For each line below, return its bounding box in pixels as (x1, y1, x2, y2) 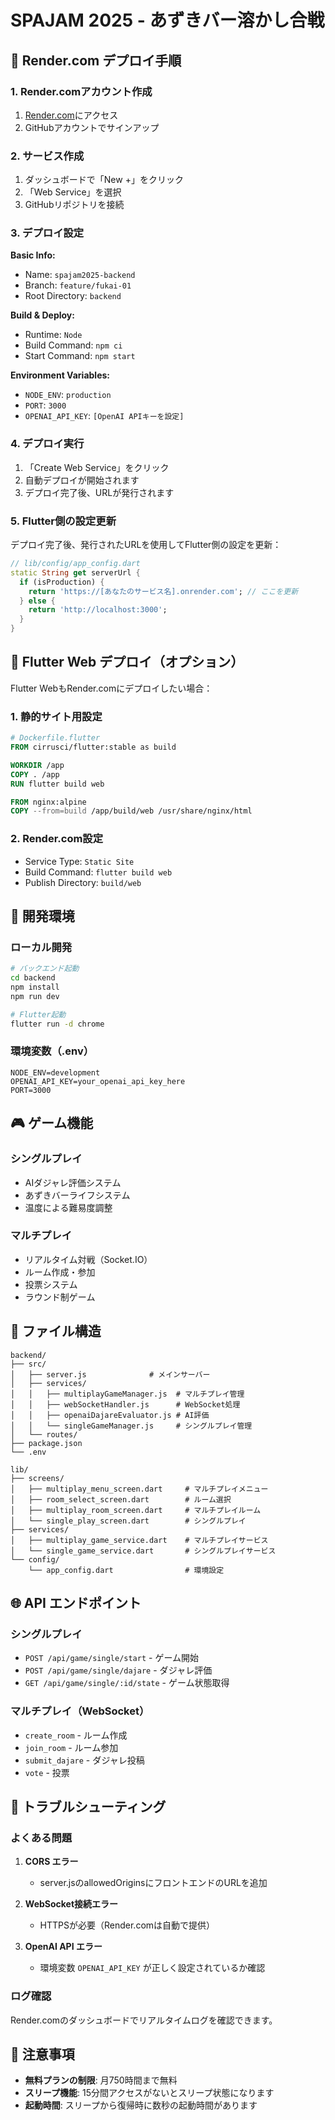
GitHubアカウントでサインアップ (24, 121, 160, 133)
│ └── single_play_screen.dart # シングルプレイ (10, 1516, 247, 1526)
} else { (19, 596, 56, 606)
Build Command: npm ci (24, 339, 123, 351)
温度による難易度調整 (24, 1201, 113, 1213)
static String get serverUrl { (10, 567, 141, 578)
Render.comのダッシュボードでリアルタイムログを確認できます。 (10, 2014, 278, 2026)
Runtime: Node (24, 329, 83, 341)
